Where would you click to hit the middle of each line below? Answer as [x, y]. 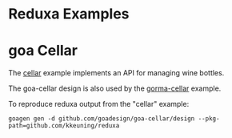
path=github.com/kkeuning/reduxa [64, 126]
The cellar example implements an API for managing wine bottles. [116, 73]
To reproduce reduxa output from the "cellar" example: [99, 104]
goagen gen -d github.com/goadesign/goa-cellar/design [102, 119]
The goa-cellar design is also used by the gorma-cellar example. [115, 88]
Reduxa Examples [69, 14]
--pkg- [209, 119]
